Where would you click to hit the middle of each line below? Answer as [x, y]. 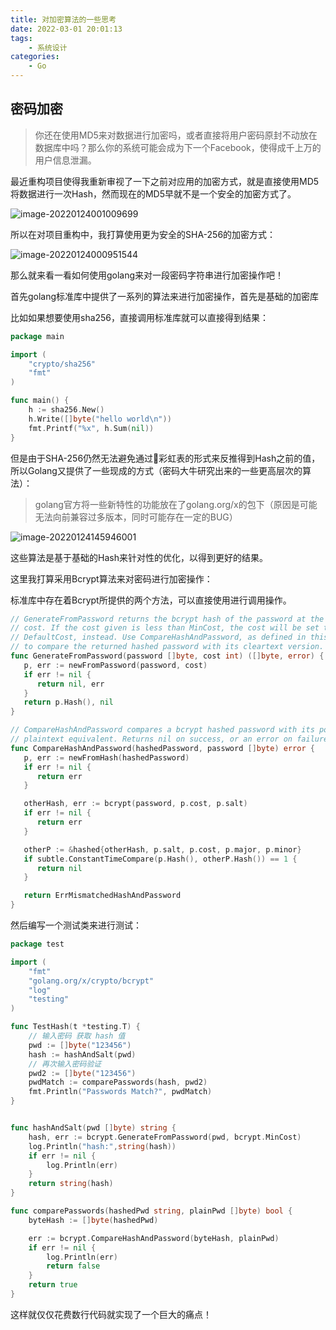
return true [53, 1285]
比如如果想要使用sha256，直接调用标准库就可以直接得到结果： [140, 317]
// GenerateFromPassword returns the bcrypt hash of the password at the [167, 619]
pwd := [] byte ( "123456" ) [80, 1045]
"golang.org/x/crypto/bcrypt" [91, 981]
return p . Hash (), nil [68, 702]
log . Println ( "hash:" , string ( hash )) [102, 1146]
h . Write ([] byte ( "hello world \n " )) [100, 419]
